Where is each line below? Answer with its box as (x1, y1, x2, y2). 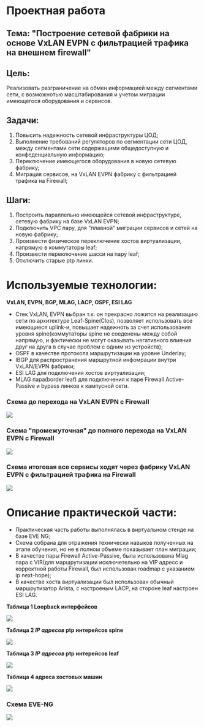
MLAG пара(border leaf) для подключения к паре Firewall (15, 375, 164, 383)
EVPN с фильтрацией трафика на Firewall (6, 471, 136, 479)
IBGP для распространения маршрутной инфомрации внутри (15, 356, 176, 363)
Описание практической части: (6, 506, 177, 520)
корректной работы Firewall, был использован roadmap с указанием (15, 565, 195, 572)
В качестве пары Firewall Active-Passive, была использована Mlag (15, 552, 189, 559)
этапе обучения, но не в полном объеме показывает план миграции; (15, 545, 197, 553)
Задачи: (6, 115, 39, 126)
